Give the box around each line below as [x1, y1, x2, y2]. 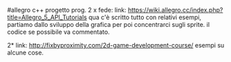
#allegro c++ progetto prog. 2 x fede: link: [7, 6, 127, 14]
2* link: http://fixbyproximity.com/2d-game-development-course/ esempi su [7, 41, 225, 49]
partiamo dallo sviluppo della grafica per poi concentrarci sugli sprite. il [7, 21, 210, 28]
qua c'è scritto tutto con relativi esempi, [89, 13, 202, 21]
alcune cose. [7, 48, 44, 56]
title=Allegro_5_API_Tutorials [7, 13, 88, 21]
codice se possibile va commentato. [7, 28, 110, 36]
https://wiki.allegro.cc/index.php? [127, 6, 223, 14]
